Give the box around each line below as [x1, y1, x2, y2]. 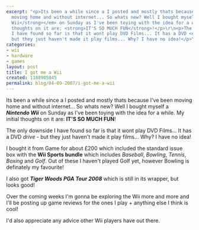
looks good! [6, 181, 36, 189]
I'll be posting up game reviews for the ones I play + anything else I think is [6, 199, 188, 206]
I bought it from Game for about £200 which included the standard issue [6, 145, 183, 152]
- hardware [6, 53, 33, 59]
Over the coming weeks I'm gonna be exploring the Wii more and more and [6, 193, 190, 200]
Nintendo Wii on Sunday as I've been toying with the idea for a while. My [6, 109, 185, 116]
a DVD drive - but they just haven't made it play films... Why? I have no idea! [6, 133, 191, 140]
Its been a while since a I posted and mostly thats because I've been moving [6, 97, 192, 104]
